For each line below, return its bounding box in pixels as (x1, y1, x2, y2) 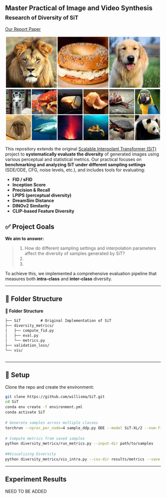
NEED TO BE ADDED (5, 488, 47, 494)
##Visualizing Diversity (5, 451, 56, 457)
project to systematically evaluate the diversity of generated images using (5, 151, 160, 157)
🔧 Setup (5, 371, 30, 379)
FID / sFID (12, 177, 33, 183)
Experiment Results (5, 475, 67, 484)
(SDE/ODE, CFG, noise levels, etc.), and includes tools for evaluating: (5, 167, 146, 173)
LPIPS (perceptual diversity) (12, 193, 72, 199)
